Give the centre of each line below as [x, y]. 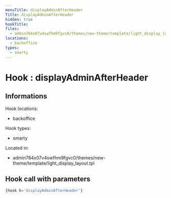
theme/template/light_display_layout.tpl [54, 163]
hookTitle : [17, 24]
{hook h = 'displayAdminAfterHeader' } [44, 191]
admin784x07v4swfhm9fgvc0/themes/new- [59, 157]
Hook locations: [22, 108]
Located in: [17, 148]
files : [12, 29]
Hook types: [18, 128]
